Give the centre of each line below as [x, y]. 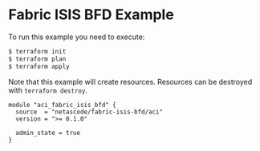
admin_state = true [48, 133]
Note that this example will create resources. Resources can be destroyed [130, 81]
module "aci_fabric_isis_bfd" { [62, 105]
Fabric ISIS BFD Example [91, 15]
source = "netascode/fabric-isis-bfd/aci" [89, 112]
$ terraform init [37, 51]
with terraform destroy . [48, 90]
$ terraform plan [37, 59]
